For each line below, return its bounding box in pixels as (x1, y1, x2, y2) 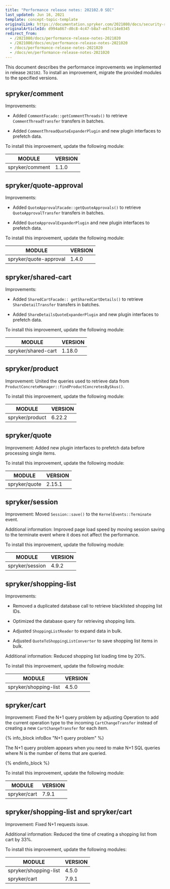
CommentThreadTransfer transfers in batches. (12, 118, 105, 124)
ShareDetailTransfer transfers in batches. (12, 301, 100, 307)
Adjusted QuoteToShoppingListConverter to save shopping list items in (12, 638, 158, 644)
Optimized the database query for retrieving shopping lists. (12, 618, 136, 624)
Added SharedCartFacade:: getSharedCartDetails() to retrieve (12, 296, 143, 302)
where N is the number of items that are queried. (5, 750, 107, 756)
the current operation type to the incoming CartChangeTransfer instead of (5, 720, 158, 725)
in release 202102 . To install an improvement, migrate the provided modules (5, 69, 162, 75)
